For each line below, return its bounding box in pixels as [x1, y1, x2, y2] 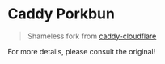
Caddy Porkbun [7, 5, 115, 23]
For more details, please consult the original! [7, 46, 156, 56]
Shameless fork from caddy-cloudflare [27, 31, 157, 41]
